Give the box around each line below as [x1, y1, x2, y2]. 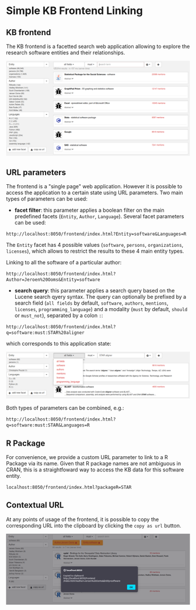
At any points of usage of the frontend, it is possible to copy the [6, 516, 159, 523]
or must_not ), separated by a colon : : [14, 312, 103, 319]
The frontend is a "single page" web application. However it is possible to [6, 183, 183, 190]
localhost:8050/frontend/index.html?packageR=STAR [6, 484, 132, 490]
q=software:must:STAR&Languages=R [6, 422, 90, 428]
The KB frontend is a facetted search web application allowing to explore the [6, 43, 190, 50]
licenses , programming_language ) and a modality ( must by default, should [14, 306, 188, 313]
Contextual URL [6, 500, 64, 510]
